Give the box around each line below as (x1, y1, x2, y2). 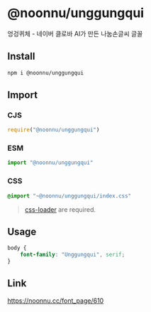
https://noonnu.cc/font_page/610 (7, 296, 104, 305)
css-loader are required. (24, 205, 96, 214)
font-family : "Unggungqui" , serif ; (20, 251, 125, 259)
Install (7, 50, 35, 63)
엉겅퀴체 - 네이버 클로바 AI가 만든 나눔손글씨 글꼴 (7, 29, 143, 38)
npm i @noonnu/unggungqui (7, 69, 84, 76)
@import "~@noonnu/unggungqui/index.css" (7, 192, 132, 200)
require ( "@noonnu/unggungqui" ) (7, 127, 100, 134)
